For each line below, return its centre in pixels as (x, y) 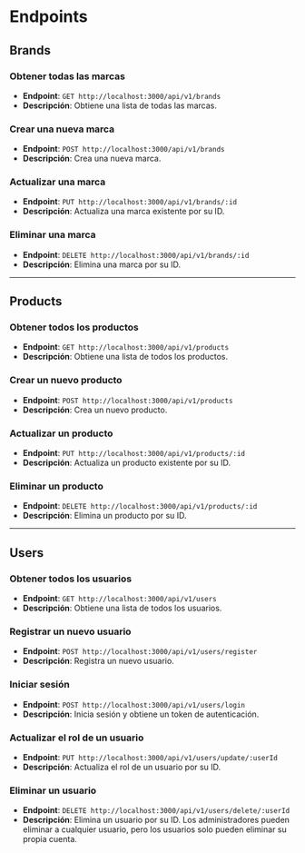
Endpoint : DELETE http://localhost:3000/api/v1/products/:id (140, 506)
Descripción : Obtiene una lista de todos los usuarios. (122, 608)
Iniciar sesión (40, 685)
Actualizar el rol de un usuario (77, 738)
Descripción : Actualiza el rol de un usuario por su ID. (122, 767)
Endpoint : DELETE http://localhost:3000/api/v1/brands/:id (136, 254)
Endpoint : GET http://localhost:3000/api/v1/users (119, 599)
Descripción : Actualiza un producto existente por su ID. (127, 463)
